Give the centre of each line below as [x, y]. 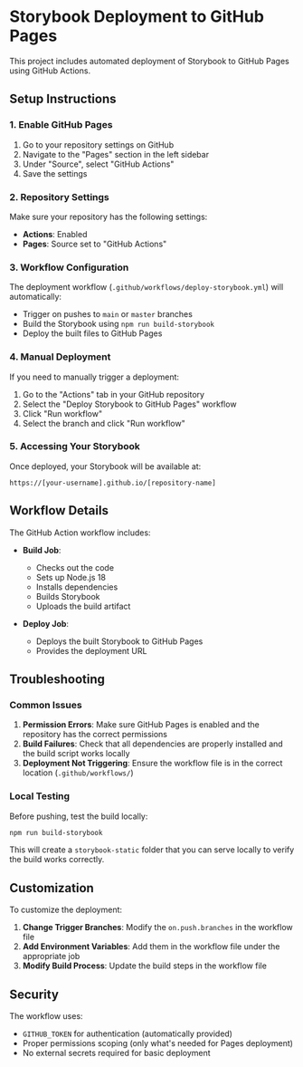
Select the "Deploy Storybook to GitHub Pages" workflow [129, 404]
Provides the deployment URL [91, 650]
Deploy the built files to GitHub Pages [92, 333]
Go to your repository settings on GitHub [98, 144]
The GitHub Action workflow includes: [80, 533]
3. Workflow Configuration [69, 267]
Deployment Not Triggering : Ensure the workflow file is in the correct [152, 764]
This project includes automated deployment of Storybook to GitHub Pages [149, 61]
